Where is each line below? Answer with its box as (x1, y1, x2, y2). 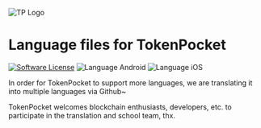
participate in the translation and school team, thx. (8, 110, 176, 120)
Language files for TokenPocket (8, 36, 226, 54)
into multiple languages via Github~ (8, 86, 127, 96)
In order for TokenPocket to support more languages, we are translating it (8, 77, 253, 88)
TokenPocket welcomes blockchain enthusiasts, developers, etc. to (8, 101, 232, 112)
